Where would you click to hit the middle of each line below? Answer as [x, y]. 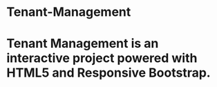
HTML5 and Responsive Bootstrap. [109, 73]
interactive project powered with [102, 58]
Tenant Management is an [83, 44]
